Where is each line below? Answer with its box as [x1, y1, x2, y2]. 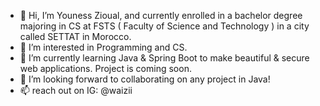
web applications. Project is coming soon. [19, 63, 192, 74]
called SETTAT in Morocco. [19, 31, 132, 42]
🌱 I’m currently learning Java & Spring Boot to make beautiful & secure [19, 52, 310, 64]
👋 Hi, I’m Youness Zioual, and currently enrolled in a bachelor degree [19, 10, 303, 21]
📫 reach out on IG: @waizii [19, 85, 133, 96]
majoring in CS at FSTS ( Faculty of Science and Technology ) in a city [19, 20, 310, 32]
